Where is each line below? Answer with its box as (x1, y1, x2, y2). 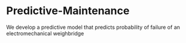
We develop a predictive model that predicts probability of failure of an (6, 24, 181, 31)
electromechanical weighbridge (6, 29, 84, 37)
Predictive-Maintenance (6, 4, 130, 18)
